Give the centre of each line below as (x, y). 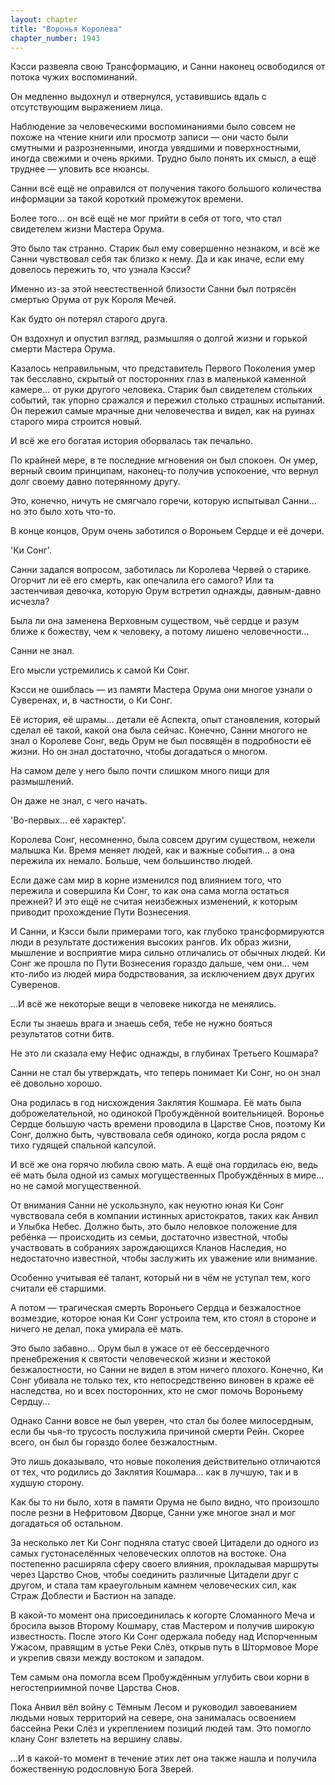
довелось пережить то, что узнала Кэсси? (101, 270)
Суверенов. (35, 985)
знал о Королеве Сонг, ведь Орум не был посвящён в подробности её (161, 741)
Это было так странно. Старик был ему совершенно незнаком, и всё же (165, 248)
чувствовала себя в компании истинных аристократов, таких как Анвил (164, 1216)
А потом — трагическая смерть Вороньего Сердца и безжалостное (156, 1308)
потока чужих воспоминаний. (74, 77)
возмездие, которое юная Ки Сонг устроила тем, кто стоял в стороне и (163, 1318)
